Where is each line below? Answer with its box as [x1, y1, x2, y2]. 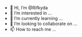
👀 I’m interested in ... [9, 10, 52, 16]
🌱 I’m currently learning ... [9, 15, 63, 21]
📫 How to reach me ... [9, 26, 56, 32]
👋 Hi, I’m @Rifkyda [9, 5, 48, 10]
